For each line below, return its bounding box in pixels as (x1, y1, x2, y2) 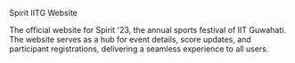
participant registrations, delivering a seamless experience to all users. (9, 43, 269, 54)
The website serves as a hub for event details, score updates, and (9, 35, 251, 44)
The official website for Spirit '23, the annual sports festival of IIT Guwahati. (9, 25, 287, 35)
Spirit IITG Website (9, 8, 78, 18)
